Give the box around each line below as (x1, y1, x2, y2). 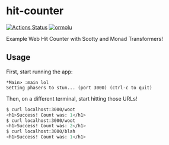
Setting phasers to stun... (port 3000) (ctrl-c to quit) (6, 85, 152, 91)
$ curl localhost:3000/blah (6, 128, 76, 134)
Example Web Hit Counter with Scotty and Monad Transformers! (6, 35, 163, 42)
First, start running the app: (6, 68, 73, 75)
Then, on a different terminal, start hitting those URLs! (6, 95, 138, 102)
